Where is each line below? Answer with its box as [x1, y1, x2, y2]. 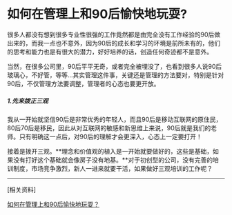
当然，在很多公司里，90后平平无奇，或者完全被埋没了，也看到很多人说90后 [7, 62, 222, 70]
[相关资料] [7, 185, 37, 194]
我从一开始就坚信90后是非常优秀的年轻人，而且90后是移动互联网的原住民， [7, 115, 222, 123]
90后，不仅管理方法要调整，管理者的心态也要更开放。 [7, 79, 160, 88]
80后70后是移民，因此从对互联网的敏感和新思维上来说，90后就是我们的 [7, 123, 211, 132]
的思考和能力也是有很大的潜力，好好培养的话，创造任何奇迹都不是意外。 [7, 48, 213, 56]
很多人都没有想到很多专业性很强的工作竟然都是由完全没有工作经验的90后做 [7, 30, 221, 39]
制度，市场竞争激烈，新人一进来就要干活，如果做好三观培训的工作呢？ [12, 164, 213, 172]
